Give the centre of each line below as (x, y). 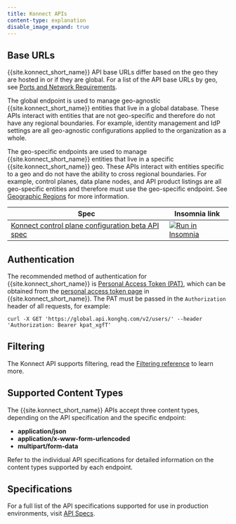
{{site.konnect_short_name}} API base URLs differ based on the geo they (113, 72)
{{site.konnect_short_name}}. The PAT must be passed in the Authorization (117, 299)
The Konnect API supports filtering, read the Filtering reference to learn (110, 363)
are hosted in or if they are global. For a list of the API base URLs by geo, (112, 80)
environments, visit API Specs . (51, 513)
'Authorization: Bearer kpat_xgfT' (59, 325)
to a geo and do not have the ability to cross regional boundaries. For (107, 174)
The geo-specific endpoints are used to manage (77, 152)
